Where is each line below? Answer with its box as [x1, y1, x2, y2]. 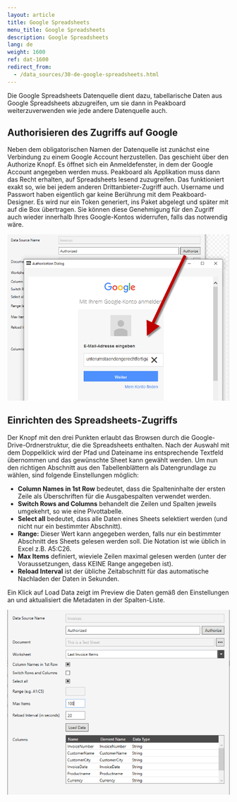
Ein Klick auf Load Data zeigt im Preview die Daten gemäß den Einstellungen [7, 588, 229, 597]
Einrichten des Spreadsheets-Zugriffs [7, 414, 178, 426]
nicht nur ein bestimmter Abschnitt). [17, 522, 123, 530]
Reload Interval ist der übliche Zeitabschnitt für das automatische [17, 567, 209, 575]
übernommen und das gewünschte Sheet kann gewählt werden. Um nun [7, 455, 218, 464]
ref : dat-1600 [7, 56, 49, 64]
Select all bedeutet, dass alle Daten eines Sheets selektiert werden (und [17, 514, 228, 522]
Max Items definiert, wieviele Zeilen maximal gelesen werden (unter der [17, 551, 227, 561]
